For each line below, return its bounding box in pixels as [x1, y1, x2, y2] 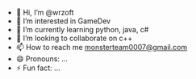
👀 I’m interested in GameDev [15, 16, 111, 26]
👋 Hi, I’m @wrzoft [15, 8, 74, 17]
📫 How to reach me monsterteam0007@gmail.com [15, 43, 188, 52]
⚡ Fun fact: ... [15, 63, 60, 73]
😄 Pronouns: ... [15, 54, 69, 64]
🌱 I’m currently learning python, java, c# [15, 25, 149, 34]
